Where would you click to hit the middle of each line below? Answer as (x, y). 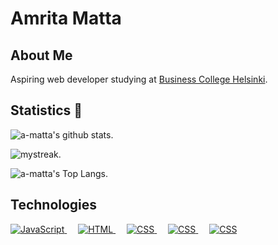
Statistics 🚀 (46, 110)
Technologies (54, 205)
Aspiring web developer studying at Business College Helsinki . (139, 79)
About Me (41, 55)
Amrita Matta (66, 18)
